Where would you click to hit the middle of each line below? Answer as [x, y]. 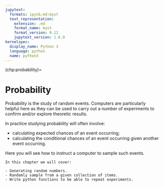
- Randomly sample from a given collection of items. [62, 175]
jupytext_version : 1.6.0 [40, 38]
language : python [27, 51]
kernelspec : [17, 42]
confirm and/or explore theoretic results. [46, 114]
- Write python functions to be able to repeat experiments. [69, 180]
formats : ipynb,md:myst [34, 14]
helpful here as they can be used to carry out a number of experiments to [80, 109]
